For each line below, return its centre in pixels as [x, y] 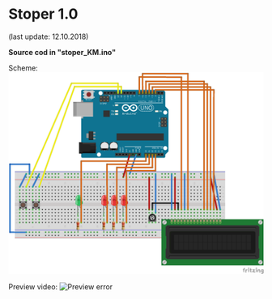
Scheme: [23, 68]
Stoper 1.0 [43, 14]
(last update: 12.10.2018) [49, 36]
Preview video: [33, 286]
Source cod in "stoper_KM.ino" [62, 52]
